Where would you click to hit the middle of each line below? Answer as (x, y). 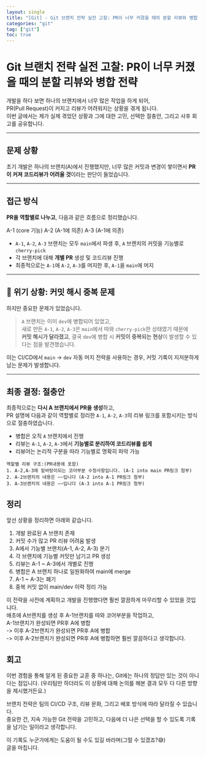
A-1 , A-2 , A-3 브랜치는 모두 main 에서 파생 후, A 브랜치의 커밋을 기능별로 (99, 243)
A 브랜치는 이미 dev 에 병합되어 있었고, (66, 321)
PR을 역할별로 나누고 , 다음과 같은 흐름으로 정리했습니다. (73, 217)
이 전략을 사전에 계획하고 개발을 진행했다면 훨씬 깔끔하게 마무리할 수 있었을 (96, 600)
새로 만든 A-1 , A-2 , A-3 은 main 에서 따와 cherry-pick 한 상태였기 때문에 (105, 328)
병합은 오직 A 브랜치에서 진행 (49, 436)
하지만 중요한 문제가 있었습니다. (44, 308)
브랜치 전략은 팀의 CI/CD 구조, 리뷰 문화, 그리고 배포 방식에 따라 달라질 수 (94, 704)
